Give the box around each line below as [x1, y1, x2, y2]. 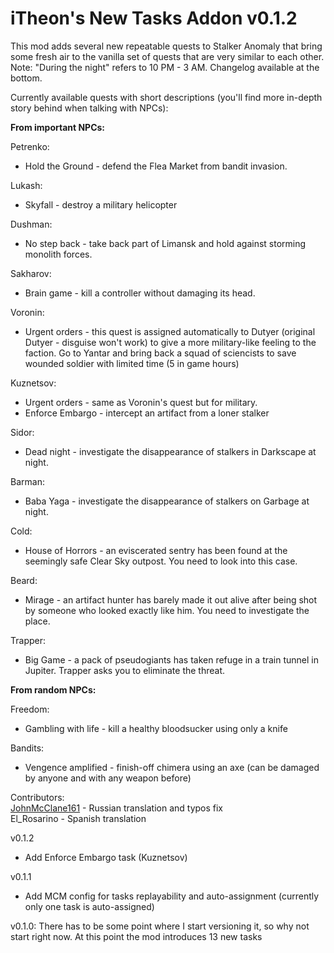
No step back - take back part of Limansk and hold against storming [24, 237, 307, 249]
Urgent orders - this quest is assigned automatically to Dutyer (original [24, 325, 316, 337]
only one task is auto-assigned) [24, 900, 155, 912]
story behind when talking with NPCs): [10, 102, 169, 114]
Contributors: [10, 791, 65, 803]
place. [24, 615, 51, 627]
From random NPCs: [10, 683, 97, 696]
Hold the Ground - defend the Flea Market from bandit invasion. [24, 160, 288, 172]
